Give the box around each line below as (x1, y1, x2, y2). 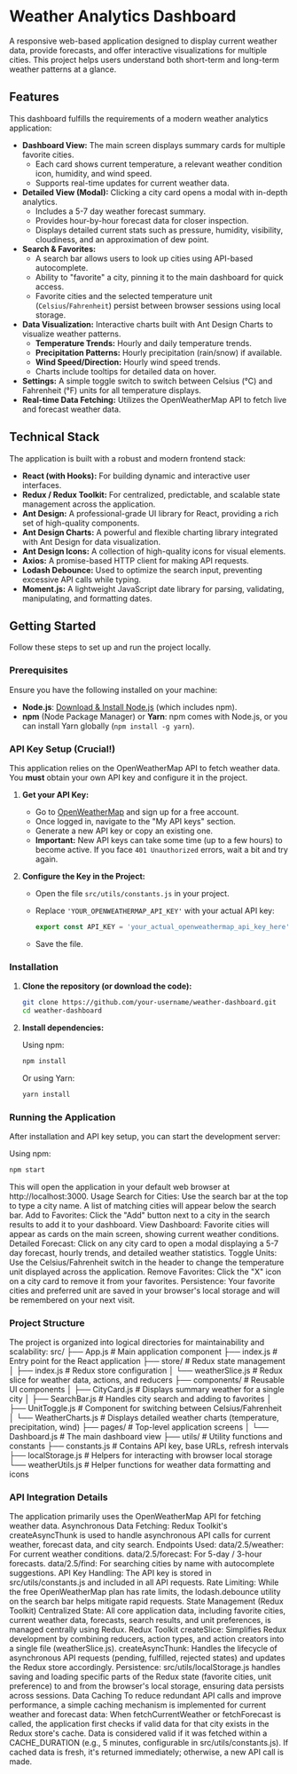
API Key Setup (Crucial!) (9, 743, 116, 755)
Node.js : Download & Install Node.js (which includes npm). (21, 701, 238, 712)
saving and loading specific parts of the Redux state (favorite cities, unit (9, 1671, 272, 1683)
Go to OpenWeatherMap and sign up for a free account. (35, 806, 239, 817)
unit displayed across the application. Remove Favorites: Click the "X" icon (9, 1266, 282, 1277)
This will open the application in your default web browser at (9, 1181, 231, 1192)
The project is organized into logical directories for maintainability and (9, 1337, 265, 1348)
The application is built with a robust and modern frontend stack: (9, 453, 246, 463)
